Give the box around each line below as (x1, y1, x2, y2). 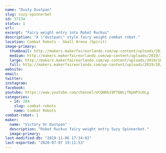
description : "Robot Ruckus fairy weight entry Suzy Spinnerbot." (9, 126, 149, 131)
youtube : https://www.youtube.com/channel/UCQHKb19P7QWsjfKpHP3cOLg (5, 90, 149, 95)
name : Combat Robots (14, 108, 56, 114)
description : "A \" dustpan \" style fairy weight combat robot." (5, 35, 140, 40)
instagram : (5, 80, 28, 85)
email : (5, 72, 19, 76)
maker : (5, 117, 19, 122)
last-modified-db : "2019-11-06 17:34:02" (5, 136, 92, 141)
